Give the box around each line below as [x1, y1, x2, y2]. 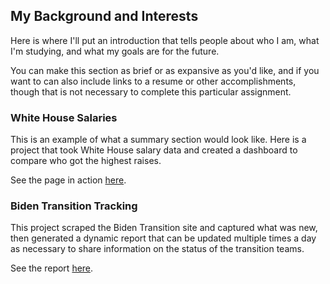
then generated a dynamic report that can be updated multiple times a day [10, 232, 317, 244]
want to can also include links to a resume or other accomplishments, [10, 75, 297, 87]
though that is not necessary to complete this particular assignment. [10, 85, 292, 98]
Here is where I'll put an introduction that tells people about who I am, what [10, 34, 320, 46]
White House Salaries [10, 110, 118, 124]
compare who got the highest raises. [10, 155, 162, 167]
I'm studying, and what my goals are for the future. [10, 45, 220, 57]
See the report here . [10, 262, 94, 274]
